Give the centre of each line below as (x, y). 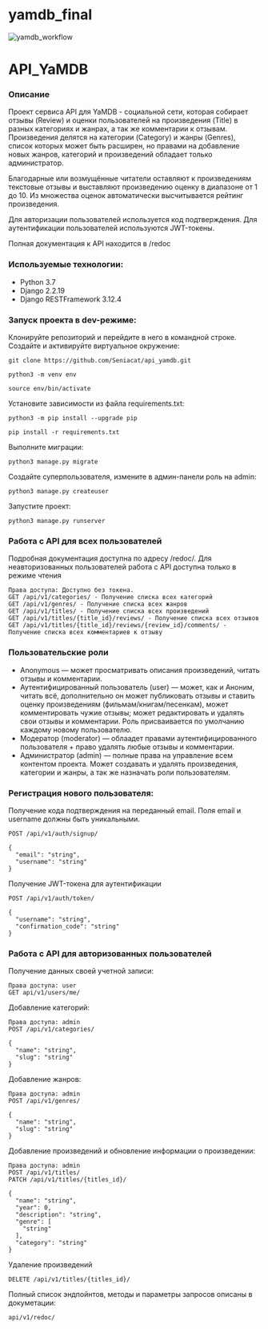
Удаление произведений (50, 1265)
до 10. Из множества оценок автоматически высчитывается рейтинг (126, 196)
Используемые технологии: (66, 265)
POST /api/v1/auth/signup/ (53, 833)
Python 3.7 (38, 282)
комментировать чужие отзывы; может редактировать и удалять (132, 712)
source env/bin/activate (50, 389)
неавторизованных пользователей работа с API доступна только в (122, 567)
